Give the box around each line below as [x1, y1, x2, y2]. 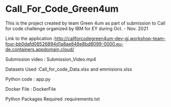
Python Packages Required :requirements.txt [5, 96, 100, 102]
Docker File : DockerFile [5, 85, 56, 92]
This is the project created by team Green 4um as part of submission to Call [5, 20, 166, 26]
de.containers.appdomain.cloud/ [5, 46, 74, 52]
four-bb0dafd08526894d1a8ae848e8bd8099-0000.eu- [5, 40, 124, 47]
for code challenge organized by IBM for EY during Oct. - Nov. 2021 [5, 25, 148, 31]
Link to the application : [5, 35, 55, 41]
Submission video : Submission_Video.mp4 [5, 56, 97, 62]
